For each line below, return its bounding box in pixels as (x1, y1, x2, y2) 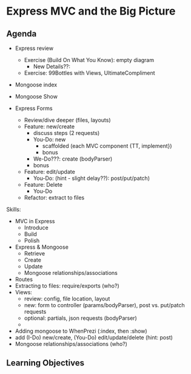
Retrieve (24, 250, 45, 257)
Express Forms (15, 105, 53, 112)
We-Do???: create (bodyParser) (33, 155, 113, 162)
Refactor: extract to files (24, 194, 85, 201)
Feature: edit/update (24, 168, 76, 175)
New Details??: (33, 63, 71, 70)
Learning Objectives (6, 358, 85, 369)
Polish (24, 237, 40, 244)
